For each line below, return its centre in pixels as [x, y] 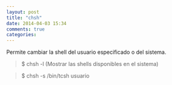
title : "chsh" [24, 18]
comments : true [26, 29]
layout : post [23, 12]
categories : [21, 35]
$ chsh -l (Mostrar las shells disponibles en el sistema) [90, 64]
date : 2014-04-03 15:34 [37, 23]
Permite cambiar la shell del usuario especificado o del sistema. [86, 52]
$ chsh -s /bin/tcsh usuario [55, 76]
